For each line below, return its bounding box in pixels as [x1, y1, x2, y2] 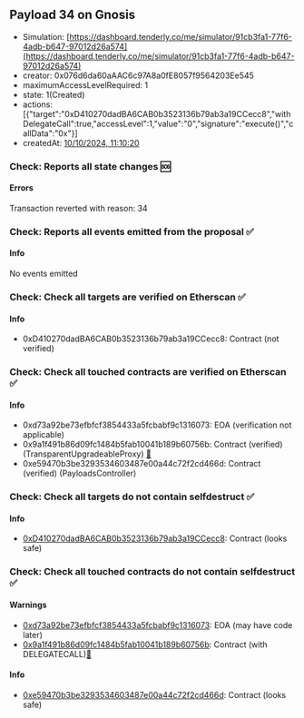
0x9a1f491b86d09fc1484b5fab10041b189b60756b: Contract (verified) [22, 439, 283, 450]
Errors [9, 182, 34, 193]
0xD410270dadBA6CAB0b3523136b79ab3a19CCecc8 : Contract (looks [22, 533, 288, 544]
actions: [22, 99, 53, 110]
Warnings [9, 599, 47, 610]
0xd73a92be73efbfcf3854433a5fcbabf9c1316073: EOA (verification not [22, 419, 292, 430]
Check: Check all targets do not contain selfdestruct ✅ [9, 490, 255, 503]
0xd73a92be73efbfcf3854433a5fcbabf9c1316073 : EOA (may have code [22, 619, 293, 630]
